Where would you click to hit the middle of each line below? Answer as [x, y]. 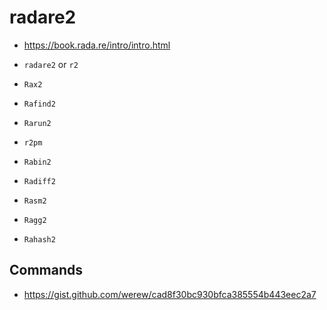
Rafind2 [39, 104]
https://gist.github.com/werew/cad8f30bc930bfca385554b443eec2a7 [170, 294]
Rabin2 [37, 162]
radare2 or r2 [51, 64]
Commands [46, 270]
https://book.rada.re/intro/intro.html [97, 45]
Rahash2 [39, 239]
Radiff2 [39, 181]
